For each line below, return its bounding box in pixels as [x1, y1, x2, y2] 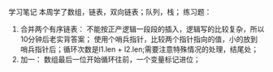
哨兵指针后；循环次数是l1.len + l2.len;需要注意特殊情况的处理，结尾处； [19, 44, 258, 54]
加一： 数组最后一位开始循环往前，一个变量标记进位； [19, 55, 201, 64]
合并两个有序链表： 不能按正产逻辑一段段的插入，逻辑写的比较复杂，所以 [19, 24, 265, 34]
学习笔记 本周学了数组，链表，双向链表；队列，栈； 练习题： [8, 7, 212, 16]
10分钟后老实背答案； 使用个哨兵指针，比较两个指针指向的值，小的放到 [19, 35, 258, 44]
